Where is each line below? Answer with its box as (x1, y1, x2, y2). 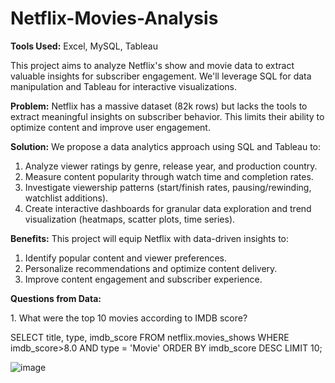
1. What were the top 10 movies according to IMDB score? (10, 312, 248, 324)
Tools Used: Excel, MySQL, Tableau (10, 40, 158, 52)
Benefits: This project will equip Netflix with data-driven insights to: (10, 232, 290, 244)
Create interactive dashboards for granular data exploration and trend (24, 202, 312, 214)
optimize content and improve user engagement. (10, 121, 211, 133)
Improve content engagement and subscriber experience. (24, 273, 263, 285)
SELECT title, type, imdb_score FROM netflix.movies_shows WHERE (10, 331, 290, 343)
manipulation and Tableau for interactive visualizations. (10, 80, 237, 92)
